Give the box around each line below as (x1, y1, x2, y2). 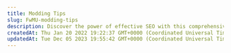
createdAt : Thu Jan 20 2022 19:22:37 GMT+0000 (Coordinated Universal (7, 29, 214, 36)
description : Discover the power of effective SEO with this (7, 23, 186, 30)
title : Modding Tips (7, 10, 67, 17)
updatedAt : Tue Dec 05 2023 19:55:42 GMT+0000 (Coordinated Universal (7, 36, 214, 43)
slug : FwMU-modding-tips (7, 17, 78, 23)
